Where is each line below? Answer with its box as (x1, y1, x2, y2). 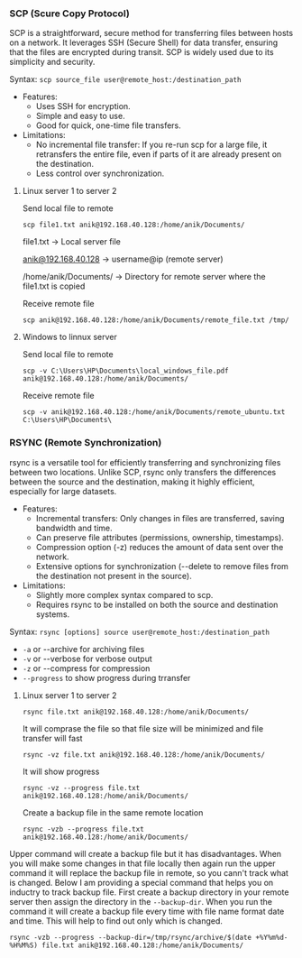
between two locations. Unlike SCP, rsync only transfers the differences (9, 466, 277, 477)
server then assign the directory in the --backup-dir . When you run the (9, 896, 273, 907)
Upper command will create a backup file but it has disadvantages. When (9, 848, 282, 859)
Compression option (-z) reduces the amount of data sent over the (35, 541, 284, 552)
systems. (35, 608, 70, 620)
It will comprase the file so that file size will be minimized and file (22, 723, 264, 733)
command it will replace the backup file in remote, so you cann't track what (9, 867, 288, 878)
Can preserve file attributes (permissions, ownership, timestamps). (35, 531, 284, 543)
